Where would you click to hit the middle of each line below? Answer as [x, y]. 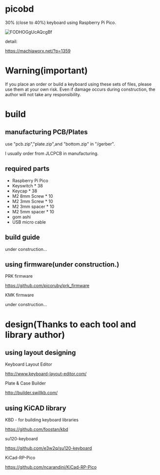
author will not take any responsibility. [43, 94]
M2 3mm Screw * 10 [32, 201]
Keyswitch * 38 [27, 186]
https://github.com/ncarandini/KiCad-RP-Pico [51, 467]
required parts [27, 169]
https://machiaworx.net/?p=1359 [38, 51]
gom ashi [21, 217]
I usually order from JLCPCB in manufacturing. [52, 153]
